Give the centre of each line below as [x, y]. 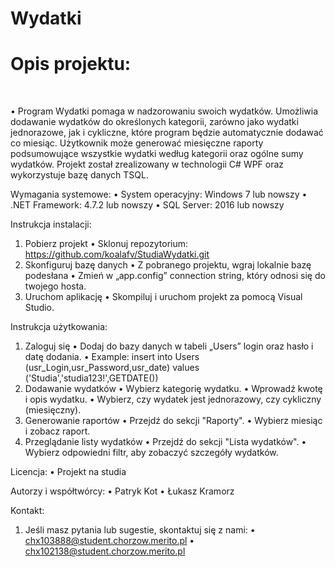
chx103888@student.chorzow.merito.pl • [109, 541]
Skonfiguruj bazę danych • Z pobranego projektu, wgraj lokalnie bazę [168, 265]
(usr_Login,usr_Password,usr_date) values [112, 368]
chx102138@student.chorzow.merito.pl [105, 551]
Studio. [39, 308]
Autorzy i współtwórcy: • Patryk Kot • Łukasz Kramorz [122, 491]
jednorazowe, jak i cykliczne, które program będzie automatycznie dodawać [167, 133]
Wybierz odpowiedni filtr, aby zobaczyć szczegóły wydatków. [151, 453]
